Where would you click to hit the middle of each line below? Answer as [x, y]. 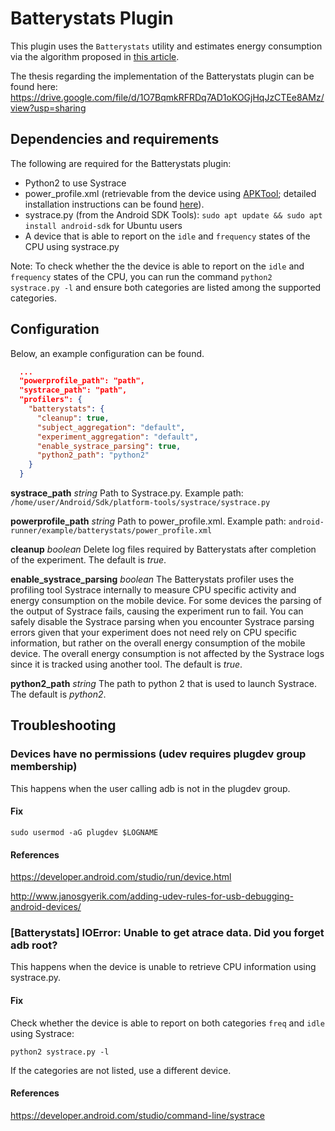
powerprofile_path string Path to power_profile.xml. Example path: [148, 521]
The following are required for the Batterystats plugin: [121, 163]
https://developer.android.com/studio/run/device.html [121, 877]
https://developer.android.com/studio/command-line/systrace [138, 1115]
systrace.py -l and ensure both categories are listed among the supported [166, 287]
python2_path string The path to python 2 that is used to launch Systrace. [163, 684]
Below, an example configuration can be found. [107, 353]
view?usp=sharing [48, 108]
